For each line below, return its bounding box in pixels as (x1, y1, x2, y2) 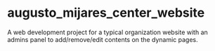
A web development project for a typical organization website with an (7, 28, 209, 36)
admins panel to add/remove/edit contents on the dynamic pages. (7, 35, 198, 43)
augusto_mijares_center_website (7, 5, 205, 21)
